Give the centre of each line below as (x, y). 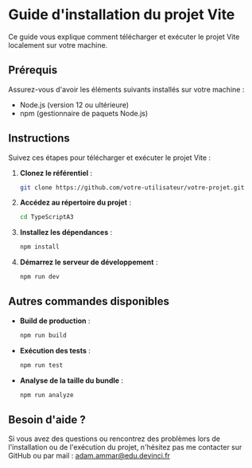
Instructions (39, 138)
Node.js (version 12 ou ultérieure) (74, 104)
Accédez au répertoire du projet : (76, 203)
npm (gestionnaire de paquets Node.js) (84, 113)
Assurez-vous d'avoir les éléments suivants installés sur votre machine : (126, 89)
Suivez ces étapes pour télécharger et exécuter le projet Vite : (110, 158)
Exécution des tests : (55, 350)
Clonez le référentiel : (56, 173)
